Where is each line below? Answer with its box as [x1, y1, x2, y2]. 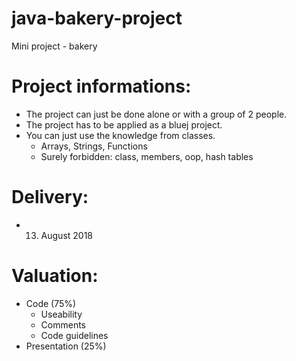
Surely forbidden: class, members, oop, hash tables [40, 150, 254, 162]
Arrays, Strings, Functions [40, 140, 148, 152]
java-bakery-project [11, 7, 183, 30]
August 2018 [40, 229, 94, 241]
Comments [40, 318, 87, 331]
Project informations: [11, 75, 192, 98]
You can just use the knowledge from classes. [25, 129, 216, 141]
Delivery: [11, 186, 89, 209]
